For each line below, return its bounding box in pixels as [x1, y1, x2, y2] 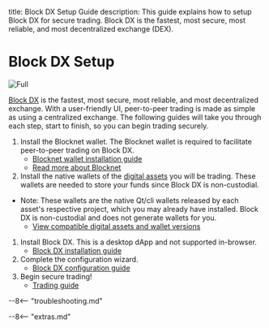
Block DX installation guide [32, 245, 122, 255]
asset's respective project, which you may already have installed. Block [19, 204, 259, 214]
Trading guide [32, 280, 79, 290]
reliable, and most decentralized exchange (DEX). [8, 24, 174, 33]
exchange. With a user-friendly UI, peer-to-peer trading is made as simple [8, 103, 256, 113]
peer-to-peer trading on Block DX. [19, 145, 135, 155]
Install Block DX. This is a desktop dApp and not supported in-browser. [19, 237, 258, 247]
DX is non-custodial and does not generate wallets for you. [19, 213, 217, 222]
